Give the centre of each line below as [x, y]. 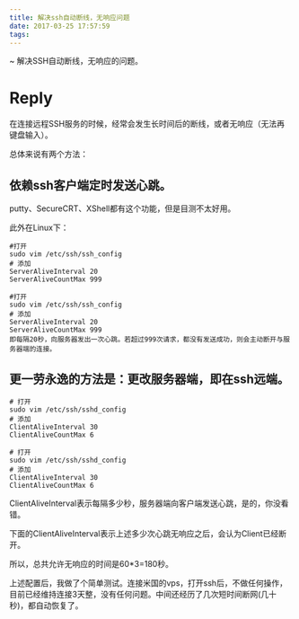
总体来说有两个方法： [48, 155]
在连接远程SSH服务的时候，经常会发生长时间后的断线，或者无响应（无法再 [147, 124]
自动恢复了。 [59, 605]
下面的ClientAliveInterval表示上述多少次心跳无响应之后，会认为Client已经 [144, 533]
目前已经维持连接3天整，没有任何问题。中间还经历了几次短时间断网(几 [139, 594]
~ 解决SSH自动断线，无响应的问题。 [76, 61]
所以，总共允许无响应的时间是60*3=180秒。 [91, 563]
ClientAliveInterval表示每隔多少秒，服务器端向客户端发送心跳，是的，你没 [145, 503]
